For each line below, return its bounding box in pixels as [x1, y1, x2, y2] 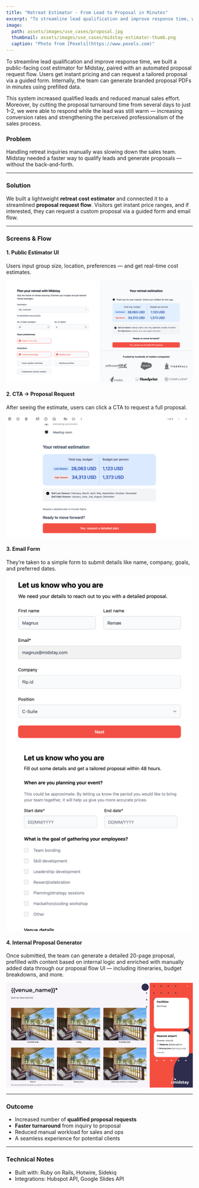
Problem [6, 134, 31, 143]
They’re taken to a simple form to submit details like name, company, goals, [6, 559, 190, 566]
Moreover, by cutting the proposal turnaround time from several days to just [6, 101, 191, 108]
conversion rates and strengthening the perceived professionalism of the [6, 114, 184, 121]
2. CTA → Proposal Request [6, 390, 75, 398]
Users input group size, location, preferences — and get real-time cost [6, 262, 179, 269]
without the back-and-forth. [6, 161, 74, 168]
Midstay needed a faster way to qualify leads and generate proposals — [6, 155, 182, 162]
